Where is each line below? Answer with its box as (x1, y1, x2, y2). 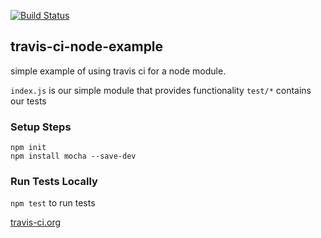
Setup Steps (10, 120, 72, 134)
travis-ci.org (10, 216, 62, 229)
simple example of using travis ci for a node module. (10, 65, 227, 77)
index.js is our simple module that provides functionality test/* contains (10, 84, 312, 96)
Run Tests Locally (10, 175, 98, 189)
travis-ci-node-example (10, 38, 164, 55)
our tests (10, 95, 47, 107)
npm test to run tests (10, 197, 96, 209)
